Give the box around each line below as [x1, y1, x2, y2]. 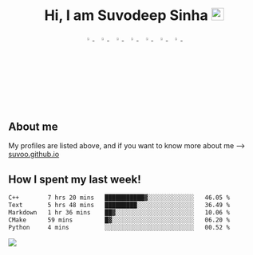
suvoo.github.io [8, 150, 60, 159]
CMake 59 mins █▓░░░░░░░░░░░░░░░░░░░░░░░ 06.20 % [8, 216, 230, 224]
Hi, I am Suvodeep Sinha [44, 6, 209, 25]
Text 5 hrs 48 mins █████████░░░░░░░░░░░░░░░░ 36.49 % [8, 202, 230, 210]
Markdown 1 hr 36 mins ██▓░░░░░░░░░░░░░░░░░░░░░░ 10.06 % [8, 209, 230, 217]
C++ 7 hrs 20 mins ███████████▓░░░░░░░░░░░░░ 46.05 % [8, 194, 230, 202]
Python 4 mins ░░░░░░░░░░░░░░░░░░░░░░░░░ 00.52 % [8, 223, 230, 231]
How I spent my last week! [8, 172, 141, 186]
